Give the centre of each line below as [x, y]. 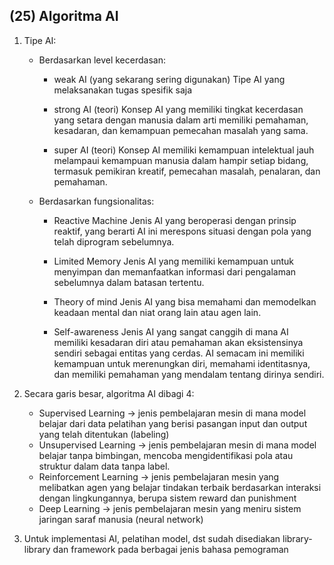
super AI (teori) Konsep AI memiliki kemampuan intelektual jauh [184, 150]
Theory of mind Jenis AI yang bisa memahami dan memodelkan [185, 301]
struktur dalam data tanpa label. [104, 466]
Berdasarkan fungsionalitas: [96, 201]
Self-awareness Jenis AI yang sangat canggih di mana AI [171, 331]
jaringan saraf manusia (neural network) [121, 519]
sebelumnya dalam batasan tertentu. [129, 282]
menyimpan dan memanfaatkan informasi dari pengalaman [175, 271]
